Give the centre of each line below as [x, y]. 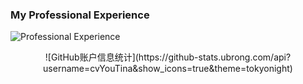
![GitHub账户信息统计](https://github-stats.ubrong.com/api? [168, 57]
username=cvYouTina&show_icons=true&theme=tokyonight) [168, 69]
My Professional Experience [80, 15]
